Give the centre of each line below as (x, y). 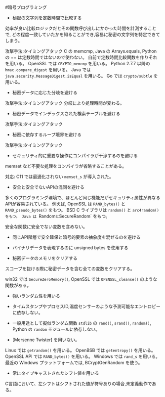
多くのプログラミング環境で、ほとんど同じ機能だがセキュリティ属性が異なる (83, 198)
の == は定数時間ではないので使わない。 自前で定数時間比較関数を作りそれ (81, 57)
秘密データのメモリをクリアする (45, 258)
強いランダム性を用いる (36, 296)
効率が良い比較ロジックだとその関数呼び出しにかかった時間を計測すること (81, 28)
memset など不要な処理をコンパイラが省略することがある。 (66, 166)
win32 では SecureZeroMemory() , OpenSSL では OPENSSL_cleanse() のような (81, 279)
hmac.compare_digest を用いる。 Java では (48, 70)
